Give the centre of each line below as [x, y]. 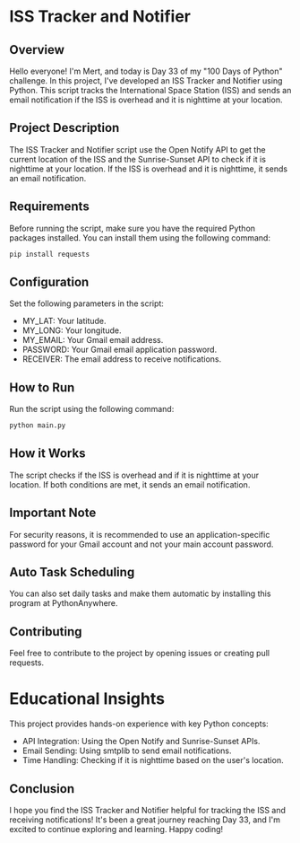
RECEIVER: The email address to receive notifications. [122, 359]
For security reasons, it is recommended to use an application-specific [140, 534]
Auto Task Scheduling [72, 572]
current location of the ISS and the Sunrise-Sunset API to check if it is [138, 159]
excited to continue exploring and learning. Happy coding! [116, 829]
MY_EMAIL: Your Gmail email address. [93, 340]
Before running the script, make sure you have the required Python [133, 228]
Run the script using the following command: [92, 409]
